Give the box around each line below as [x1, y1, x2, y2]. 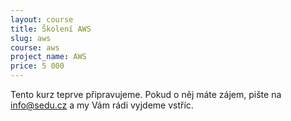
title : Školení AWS [10, 24, 92, 34]
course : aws [10, 42, 60, 53]
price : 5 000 [10, 61, 65, 71]
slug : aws [10, 33, 52, 43]
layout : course [10, 14, 74, 25]
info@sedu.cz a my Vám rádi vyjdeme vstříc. [10, 99, 194, 111]
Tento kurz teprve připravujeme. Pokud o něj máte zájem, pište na [10, 89, 282, 100]
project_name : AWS [10, 52, 87, 62]
